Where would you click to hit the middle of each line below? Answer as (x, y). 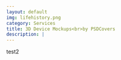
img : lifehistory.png (34, 18)
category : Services (31, 23)
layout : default (27, 12)
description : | (26, 35)
